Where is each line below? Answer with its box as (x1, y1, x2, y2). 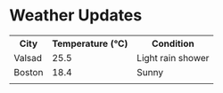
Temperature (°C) (52, 37, 128, 50)
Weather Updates (9, 5, 143, 26)
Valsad (13, 51, 43, 64)
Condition (151, 37, 194, 50)
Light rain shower (136, 51, 210, 64)
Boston (13, 66, 44, 78)
